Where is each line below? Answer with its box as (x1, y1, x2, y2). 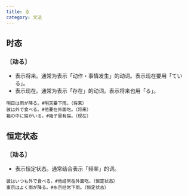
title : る (6, 8, 30, 15)
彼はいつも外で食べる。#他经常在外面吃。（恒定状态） (6, 178, 118, 184)
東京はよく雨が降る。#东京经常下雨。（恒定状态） (6, 184, 109, 191)
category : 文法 (6, 14, 42, 20)
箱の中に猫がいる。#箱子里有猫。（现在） (6, 113, 91, 119)
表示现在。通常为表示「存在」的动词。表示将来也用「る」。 (14, 88, 159, 95)
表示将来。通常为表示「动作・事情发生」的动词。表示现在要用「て (14, 73, 177, 80)
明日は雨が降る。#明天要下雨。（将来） (6, 100, 87, 107)
